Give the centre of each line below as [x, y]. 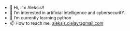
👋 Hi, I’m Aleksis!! [27, 8]
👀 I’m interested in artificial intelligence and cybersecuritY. [67, 13]
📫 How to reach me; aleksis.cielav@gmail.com [57, 23]
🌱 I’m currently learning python [40, 18]
